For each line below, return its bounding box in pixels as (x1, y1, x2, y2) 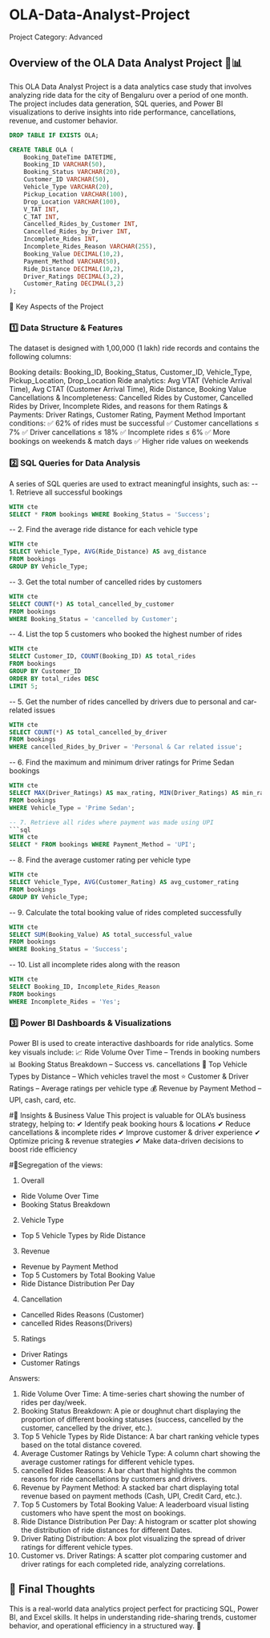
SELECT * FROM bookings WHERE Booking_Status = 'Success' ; (9, 510, 211, 518)
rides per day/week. (20, 1398, 87, 1407)
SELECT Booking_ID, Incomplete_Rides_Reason (9, 983, 160, 991)
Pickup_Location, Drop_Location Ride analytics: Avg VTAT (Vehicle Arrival (9, 376, 252, 385)
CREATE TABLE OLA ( (9, 146, 75, 154)
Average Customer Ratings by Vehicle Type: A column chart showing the (20, 1449, 261, 1458)
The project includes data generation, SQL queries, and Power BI (9, 99, 224, 108)
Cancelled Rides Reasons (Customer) (20, 1310, 145, 1320)
